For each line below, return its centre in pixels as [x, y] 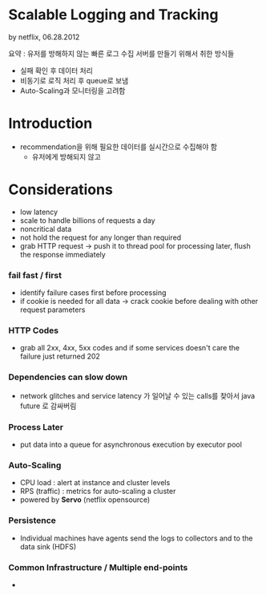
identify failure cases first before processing [93, 293]
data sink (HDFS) [48, 546]
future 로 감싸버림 [48, 406]
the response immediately [62, 254]
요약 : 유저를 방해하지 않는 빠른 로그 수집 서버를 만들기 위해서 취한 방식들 [121, 53]
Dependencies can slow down [68, 377]
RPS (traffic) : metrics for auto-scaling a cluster [98, 492]
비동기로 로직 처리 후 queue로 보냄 [74, 80]
